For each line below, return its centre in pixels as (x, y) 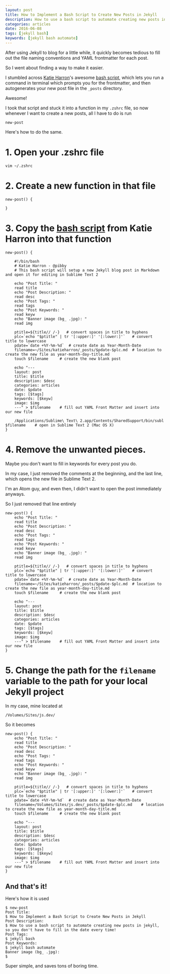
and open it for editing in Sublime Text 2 (52, 274)
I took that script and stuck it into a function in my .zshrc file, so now (77, 108)
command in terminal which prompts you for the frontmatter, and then (78, 83)
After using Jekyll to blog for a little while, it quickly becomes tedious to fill (83, 52)
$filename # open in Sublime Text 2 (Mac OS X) (60, 425)
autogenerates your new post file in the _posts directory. (64, 88)
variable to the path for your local (77, 681)
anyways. (15, 494)
